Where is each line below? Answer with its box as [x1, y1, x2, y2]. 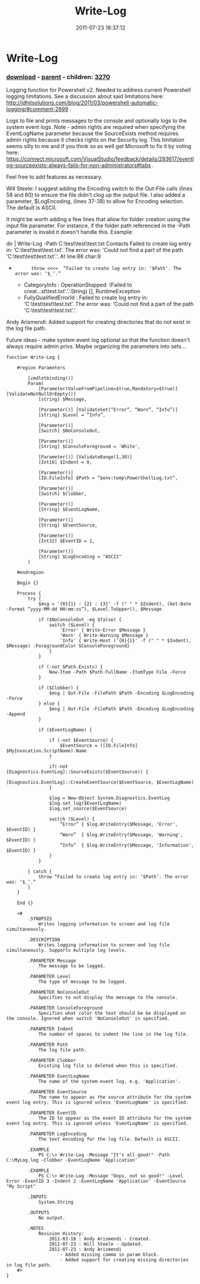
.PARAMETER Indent [28, 1026, 74, 1032]
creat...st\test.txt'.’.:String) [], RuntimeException [23, 288, 141, 295]
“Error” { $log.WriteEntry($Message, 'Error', [59, 822, 178, 828]
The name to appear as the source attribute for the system [38, 1094, 192, 1100]
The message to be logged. [38, 963, 106, 969]
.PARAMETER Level [28, 973, 71, 980]
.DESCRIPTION [28, 937, 60, 943]
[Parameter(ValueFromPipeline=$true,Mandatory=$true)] [38, 386, 178, 392]
